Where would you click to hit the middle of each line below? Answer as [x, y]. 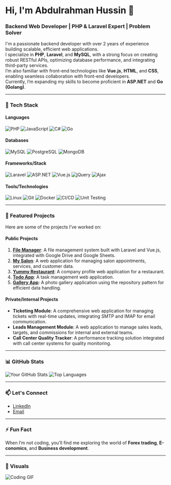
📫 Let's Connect [26, 393]
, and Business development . [58, 448]
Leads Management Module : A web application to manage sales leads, [88, 327]
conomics [16, 448]
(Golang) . [16, 87]
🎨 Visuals [17, 466]
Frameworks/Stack [26, 163]
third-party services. [27, 65]
